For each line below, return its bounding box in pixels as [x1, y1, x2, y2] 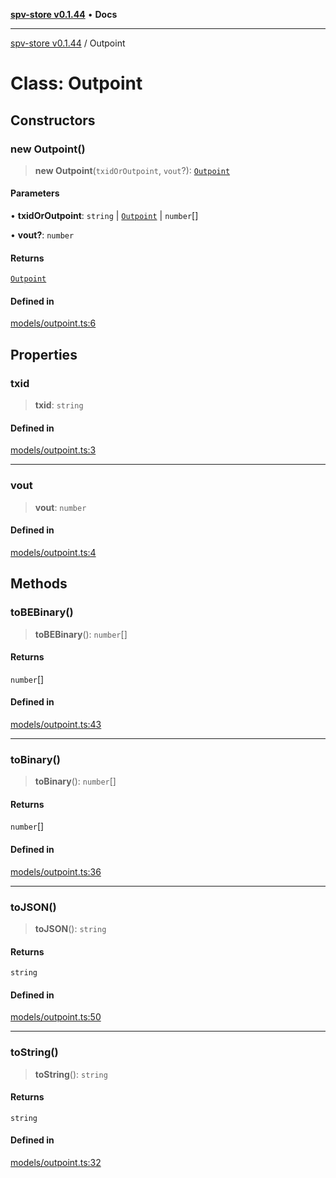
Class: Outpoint [10, 72, 143, 95]
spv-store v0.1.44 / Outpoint [10, 37, 126, 49]
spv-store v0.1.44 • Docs [10, 9, 118, 20]
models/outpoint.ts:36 [10, 865, 102, 878]
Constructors [10, 112, 96, 129]
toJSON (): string [34, 922, 107, 934]
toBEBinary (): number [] [34, 628, 128, 640]
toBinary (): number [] [34, 775, 117, 788]
